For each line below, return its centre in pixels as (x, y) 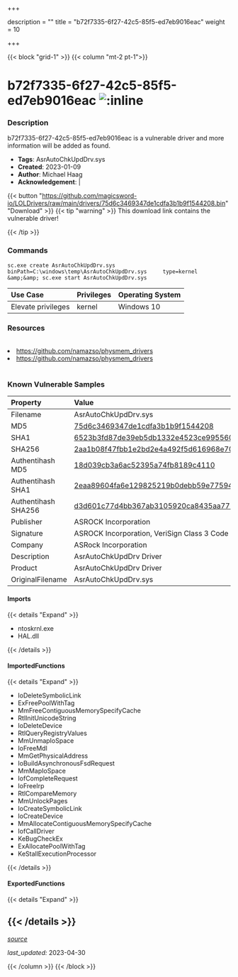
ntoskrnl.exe (36, 628)
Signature (27, 534)
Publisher (27, 522)
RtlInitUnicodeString (47, 718)
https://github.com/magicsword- (90, 196)
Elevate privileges (40, 307)
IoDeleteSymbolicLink (49, 695)
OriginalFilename (39, 580)
